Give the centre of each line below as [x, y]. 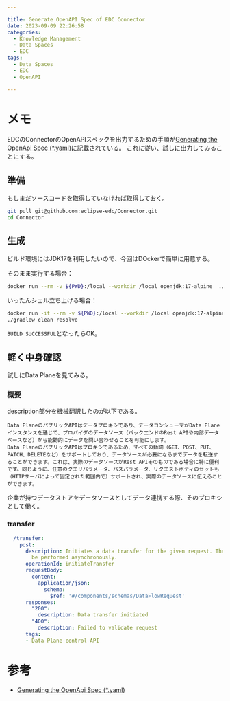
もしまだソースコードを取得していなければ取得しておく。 [88, 198]
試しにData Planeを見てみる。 [50, 375]
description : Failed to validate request [97, 628]
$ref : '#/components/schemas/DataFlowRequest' [118, 596]
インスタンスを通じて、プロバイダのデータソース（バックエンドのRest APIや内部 [105, 433]
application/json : [64, 583]
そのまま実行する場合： [40, 273]
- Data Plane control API [62, 641]
